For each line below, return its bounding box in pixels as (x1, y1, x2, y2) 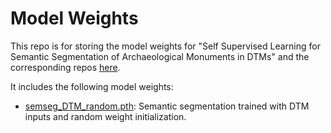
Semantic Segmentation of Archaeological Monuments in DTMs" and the (10, 50, 310, 62)
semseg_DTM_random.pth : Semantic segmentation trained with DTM (24, 100, 310, 112)
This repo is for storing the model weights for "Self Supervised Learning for (10, 40, 321, 52)
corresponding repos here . (10, 61, 121, 73)
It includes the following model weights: (10, 80, 174, 92)
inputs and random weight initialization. (24, 110, 187, 122)
